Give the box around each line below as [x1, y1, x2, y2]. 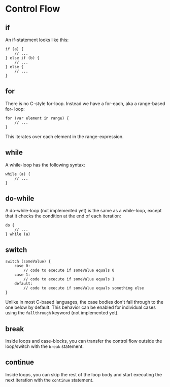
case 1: [14, 272, 30, 277]
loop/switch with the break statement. [5, 343, 84, 349]
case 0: [14, 264, 30, 269]
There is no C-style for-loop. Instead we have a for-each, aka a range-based [5, 100, 165, 107]
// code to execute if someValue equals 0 [23, 268, 115, 273]
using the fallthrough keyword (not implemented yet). [5, 310, 119, 316]
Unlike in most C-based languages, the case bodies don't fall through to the [5, 299, 164, 305]
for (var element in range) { [5, 115, 70, 121]
